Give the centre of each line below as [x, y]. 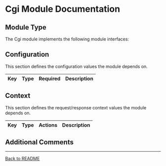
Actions [48, 125]
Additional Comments [40, 142]
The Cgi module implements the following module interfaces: [67, 39]
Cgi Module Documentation [62, 9]
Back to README [22, 159]
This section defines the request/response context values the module [76, 107]
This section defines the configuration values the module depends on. [77, 66]
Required [50, 78]
